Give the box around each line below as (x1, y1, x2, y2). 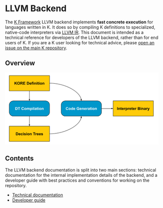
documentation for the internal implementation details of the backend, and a (5, 172, 158, 178)
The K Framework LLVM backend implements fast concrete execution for (5, 19, 153, 25)
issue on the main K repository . (5, 45, 67, 51)
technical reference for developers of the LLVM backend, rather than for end (5, 35, 159, 40)
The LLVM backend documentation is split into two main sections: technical (5, 167, 157, 173)
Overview (5, 59, 36, 67)
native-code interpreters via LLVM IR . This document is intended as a (5, 29, 144, 35)
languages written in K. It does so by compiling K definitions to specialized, (5, 24, 156, 30)
